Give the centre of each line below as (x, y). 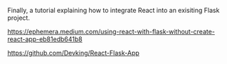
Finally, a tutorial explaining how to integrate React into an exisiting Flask (114, 10)
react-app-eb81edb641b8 (45, 39)
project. (19, 18)
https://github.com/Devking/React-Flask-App (74, 53)
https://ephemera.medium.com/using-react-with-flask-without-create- (111, 32)
